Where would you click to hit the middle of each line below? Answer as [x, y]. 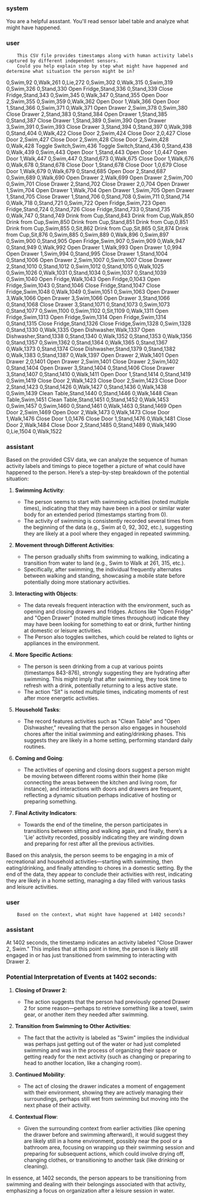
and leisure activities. [32, 887]
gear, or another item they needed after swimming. [86, 1014]
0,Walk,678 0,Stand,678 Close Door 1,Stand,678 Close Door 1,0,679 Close [97, 165]
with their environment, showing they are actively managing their [103, 1092]
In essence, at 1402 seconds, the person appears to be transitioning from [96, 1178]
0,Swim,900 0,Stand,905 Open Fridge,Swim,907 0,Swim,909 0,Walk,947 [96, 241]
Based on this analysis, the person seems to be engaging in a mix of [90, 855]
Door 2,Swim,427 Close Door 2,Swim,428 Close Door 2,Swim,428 [87, 139]
